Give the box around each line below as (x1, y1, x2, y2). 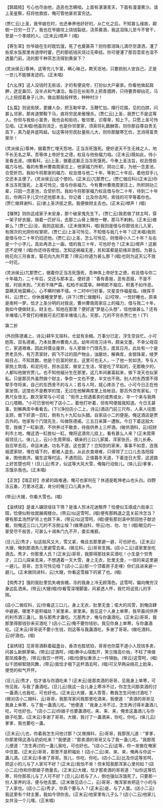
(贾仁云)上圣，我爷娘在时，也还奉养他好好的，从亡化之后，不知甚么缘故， (5, 21, 153, 26)
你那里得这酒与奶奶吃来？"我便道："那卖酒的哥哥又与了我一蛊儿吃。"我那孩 (5, 737, 156, 742)
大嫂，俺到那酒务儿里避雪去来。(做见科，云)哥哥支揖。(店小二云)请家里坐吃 (5, 545, 156, 550)
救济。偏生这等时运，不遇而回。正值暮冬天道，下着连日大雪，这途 (21, 455, 154, 460)
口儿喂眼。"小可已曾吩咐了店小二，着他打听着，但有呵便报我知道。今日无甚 (5, 400, 156, 406)
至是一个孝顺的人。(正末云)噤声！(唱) (5, 33, 80, 38)
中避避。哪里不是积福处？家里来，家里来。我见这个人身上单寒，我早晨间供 (5, 608, 154, 614)
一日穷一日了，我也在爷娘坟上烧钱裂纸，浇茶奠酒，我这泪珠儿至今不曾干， (9, 27, 158, 33)
